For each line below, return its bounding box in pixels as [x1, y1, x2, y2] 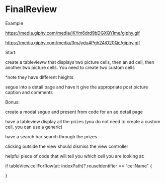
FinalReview [5, 4, 57, 15]
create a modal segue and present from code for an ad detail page [5, 109, 143, 115]
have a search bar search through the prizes [5, 133, 97, 139]
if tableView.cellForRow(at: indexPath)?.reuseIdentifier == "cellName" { [5, 162, 152, 169]
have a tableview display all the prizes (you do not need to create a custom [5, 118, 160, 124]
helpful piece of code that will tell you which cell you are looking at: [5, 153, 145, 159]
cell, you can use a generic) [5, 124, 63, 130]
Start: [5, 49, 17, 55]
